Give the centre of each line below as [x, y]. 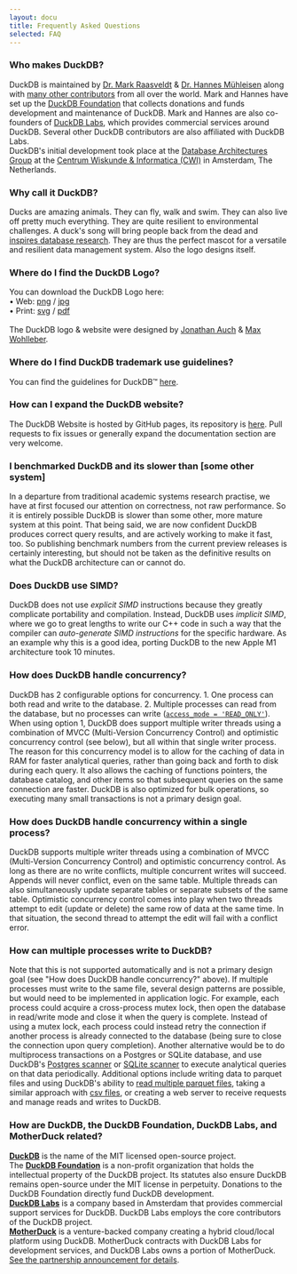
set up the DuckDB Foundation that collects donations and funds [127, 103]
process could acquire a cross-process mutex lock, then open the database [148, 1008]
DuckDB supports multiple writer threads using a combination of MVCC [139, 852]
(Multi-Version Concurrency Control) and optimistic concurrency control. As [148, 861]
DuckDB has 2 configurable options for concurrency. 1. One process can [141, 694]
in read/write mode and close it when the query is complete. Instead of [138, 1017]
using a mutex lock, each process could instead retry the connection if [138, 1027]
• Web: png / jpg [39, 301]
